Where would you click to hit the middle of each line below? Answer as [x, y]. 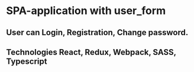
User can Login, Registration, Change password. [97, 32]
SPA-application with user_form [86, 11]
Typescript [27, 61]
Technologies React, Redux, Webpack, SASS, [91, 52]
